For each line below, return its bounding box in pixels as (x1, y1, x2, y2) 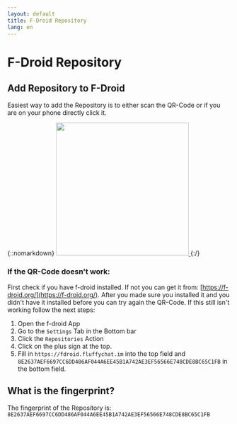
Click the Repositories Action (17, 334, 104, 342)
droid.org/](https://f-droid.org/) (7, 290, 98, 299)
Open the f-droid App (17, 319, 81, 328)
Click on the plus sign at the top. (17, 342, 112, 350)
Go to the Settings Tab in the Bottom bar (17, 327, 137, 335)
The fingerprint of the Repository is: (7, 403, 112, 412)
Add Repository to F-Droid (7, 82, 125, 94)
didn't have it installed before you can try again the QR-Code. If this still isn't (7, 298, 230, 306)
